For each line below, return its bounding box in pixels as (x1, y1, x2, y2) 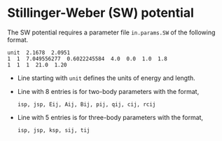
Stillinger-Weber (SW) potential (7, 5, 194, 21)
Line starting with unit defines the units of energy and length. (17, 74, 196, 82)
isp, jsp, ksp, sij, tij (17, 126, 90, 134)
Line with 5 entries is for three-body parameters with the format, (17, 113, 204, 121)
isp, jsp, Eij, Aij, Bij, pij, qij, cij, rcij (17, 100, 156, 108)
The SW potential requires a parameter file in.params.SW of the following (7, 28, 216, 36)
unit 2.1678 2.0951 (7, 49, 71, 56)
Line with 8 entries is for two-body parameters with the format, (17, 87, 200, 95)
